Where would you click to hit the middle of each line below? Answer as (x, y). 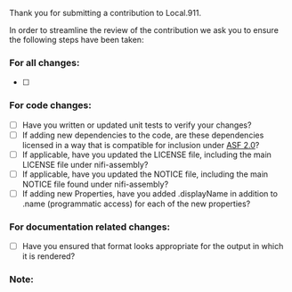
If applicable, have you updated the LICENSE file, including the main (146, 154)
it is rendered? (49, 256)
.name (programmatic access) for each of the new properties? (136, 204)
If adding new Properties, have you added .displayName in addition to (150, 193)
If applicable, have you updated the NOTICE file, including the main (145, 174)
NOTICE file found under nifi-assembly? (95, 184)
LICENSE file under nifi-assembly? (85, 164)
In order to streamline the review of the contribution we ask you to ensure (144, 30)
